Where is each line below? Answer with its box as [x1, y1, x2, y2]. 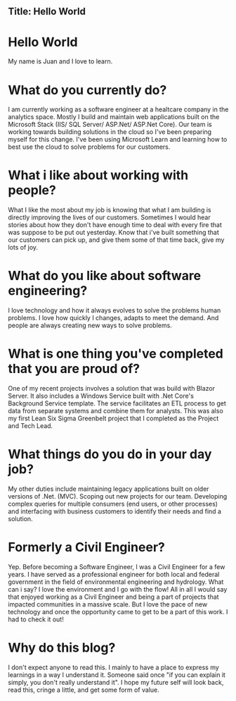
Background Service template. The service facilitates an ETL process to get [8, 399, 227, 408]
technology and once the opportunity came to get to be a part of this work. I [8, 607, 228, 616]
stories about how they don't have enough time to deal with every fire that [8, 221, 222, 229]
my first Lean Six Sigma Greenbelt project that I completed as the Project [8, 414, 219, 422]
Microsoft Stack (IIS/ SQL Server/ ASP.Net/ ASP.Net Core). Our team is [8, 120, 213, 129]
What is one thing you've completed [8, 346, 223, 362]
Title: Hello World [8, 6, 86, 18]
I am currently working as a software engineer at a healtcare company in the [8, 105, 229, 114]
